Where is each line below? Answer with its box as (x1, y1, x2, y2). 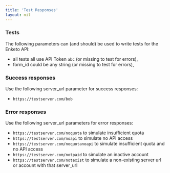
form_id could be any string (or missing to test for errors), (12, 61, 134, 67)
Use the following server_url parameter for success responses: (5, 86, 138, 92)
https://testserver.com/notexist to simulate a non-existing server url (12, 157, 161, 163)
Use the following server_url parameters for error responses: (5, 120, 133, 126)
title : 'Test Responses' (5, 7, 58, 13)
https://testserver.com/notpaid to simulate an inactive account (12, 152, 149, 158)
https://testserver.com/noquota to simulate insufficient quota (12, 130, 144, 136)
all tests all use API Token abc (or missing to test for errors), (12, 56, 138, 62)
